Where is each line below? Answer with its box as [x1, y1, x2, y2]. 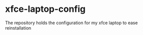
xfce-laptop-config [5, 3, 86, 15]
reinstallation [5, 25, 32, 31]
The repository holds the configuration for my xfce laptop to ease [5, 20, 138, 26]
